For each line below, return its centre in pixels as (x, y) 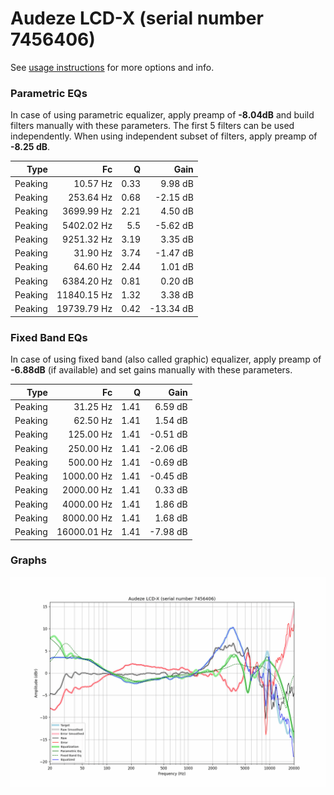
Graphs (28, 560)
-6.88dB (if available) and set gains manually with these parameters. (151, 370)
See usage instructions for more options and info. (112, 67)
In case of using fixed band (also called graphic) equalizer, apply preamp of (166, 359)
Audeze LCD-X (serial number (137, 18)
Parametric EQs (49, 93)
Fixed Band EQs (49, 337)
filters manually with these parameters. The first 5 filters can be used (152, 126)
